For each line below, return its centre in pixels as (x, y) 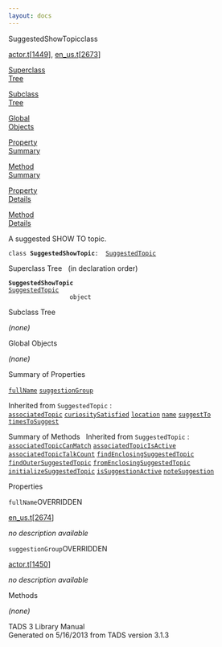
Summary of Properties (47, 374)
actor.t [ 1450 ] (29, 564)
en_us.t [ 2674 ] (31, 517)
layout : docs (30, 16)
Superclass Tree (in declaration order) (73, 268)
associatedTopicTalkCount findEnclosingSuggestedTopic (101, 454)
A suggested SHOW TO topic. (58, 239)
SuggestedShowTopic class (53, 39)
